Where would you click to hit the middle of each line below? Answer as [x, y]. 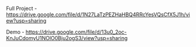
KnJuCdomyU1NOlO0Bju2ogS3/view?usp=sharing [67, 38]
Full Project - [21, 8]
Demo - [15, 32]
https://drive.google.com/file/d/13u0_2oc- [76, 32]
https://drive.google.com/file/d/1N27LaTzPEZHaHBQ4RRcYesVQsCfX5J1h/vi [98, 15]
